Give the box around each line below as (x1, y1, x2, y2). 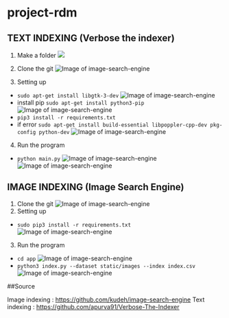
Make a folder (16, 52, 57, 59)
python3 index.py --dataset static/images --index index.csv (16, 262, 196, 269)
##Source (7, 282, 36, 290)
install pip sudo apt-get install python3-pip (16, 98, 145, 106)
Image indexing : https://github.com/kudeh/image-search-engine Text (7, 295, 205, 304)
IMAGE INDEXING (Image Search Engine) (7, 181, 184, 193)
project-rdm (7, 5, 77, 21)
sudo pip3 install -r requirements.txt (16, 221, 132, 228)
